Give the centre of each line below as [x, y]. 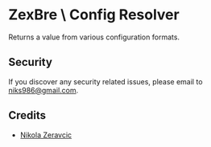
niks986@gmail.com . [43, 90]
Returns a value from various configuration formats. [94, 37]
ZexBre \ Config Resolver [94, 15]
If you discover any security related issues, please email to [105, 81]
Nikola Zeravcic [46, 135]
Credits [27, 115]
